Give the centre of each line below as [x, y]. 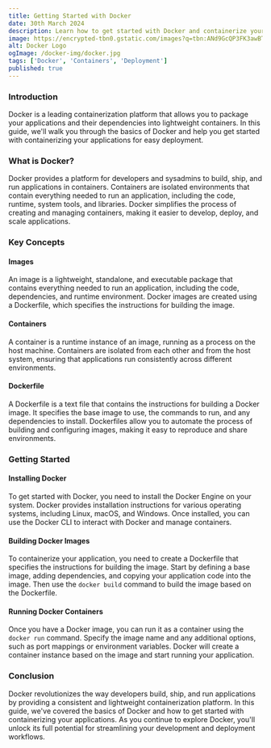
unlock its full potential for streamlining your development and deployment [132, 728]
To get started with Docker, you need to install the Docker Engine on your [130, 496]
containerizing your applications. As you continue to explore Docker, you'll [132, 719]
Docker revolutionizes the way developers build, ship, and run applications [132, 693]
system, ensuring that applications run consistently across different [120, 359]
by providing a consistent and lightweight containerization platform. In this [131, 702]
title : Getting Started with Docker [70, 16]
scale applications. [40, 221]
